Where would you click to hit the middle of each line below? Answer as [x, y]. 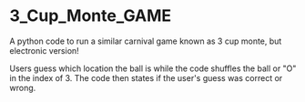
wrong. [23, 87]
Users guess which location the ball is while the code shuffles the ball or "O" [153, 68]
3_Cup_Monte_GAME [91, 16]
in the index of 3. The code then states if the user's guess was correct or [146, 77]
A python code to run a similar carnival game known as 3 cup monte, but [146, 41]
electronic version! [44, 50]
